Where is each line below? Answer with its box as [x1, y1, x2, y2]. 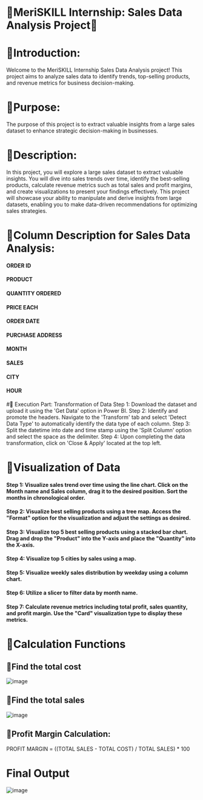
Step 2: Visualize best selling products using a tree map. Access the [6, 508, 181, 516]
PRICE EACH [6, 303, 38, 311]
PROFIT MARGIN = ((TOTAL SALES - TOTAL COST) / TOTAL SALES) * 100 [6, 745, 190, 753]
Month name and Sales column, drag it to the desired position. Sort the [6, 488, 188, 495]
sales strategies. [6, 207, 47, 215]
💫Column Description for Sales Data [6, 229, 191, 243]
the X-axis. [6, 541, 35, 548]
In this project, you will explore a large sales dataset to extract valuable [6, 168, 184, 176]
